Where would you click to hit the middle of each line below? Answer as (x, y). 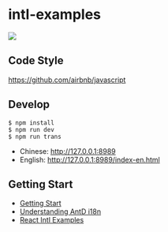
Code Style (36, 61)
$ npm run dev (32, 129)
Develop (29, 105)
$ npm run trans (35, 137)
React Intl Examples (52, 220)
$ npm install (32, 123)
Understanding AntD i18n (60, 211)
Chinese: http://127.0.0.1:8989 (67, 151)
